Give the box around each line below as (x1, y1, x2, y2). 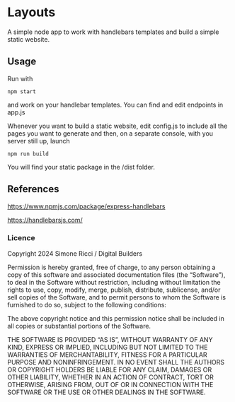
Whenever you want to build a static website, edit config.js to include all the (7, 122, 228, 130)
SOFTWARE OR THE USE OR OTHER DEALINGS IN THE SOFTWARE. (7, 388, 206, 396)
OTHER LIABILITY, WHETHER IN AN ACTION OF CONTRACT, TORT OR (7, 372, 214, 382)
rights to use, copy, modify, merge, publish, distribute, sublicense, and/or (7, 285, 221, 294)
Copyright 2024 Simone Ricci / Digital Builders (7, 249, 143, 258)
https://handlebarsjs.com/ (7, 215, 83, 224)
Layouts (7, 4, 56, 20)
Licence (7, 233, 35, 243)
